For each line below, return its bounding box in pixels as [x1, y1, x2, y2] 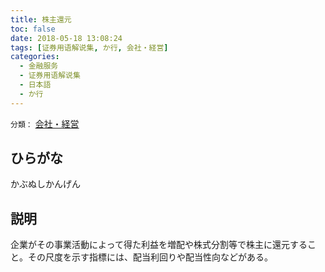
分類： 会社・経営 [10, 117, 80, 130]
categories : [10, 52, 60, 62]
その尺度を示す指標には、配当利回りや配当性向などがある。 [27, 251, 273, 263]
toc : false [10, 24, 56, 34]
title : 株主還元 [10, 14, 72, 25]
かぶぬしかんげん [10, 178, 81, 190]
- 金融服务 [19, 61, 59, 71]
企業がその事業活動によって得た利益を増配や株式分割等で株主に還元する [10, 239, 308, 251]
